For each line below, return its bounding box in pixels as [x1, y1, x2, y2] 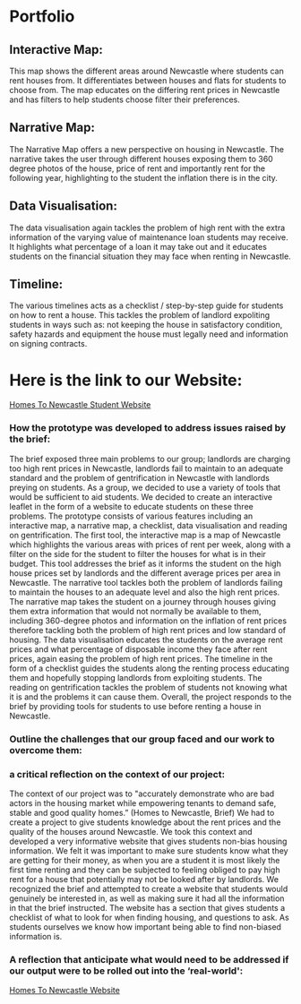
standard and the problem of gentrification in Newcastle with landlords [9, 472, 271, 483]
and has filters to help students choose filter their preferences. [9, 94, 240, 105]
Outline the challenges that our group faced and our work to [9, 733, 275, 745]
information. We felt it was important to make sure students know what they [9, 845, 288, 856]
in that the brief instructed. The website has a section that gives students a [9, 902, 286, 913]
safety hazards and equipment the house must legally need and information [9, 329, 288, 339]
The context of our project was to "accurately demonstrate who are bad [9, 788, 275, 799]
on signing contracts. [9, 339, 88, 349]
